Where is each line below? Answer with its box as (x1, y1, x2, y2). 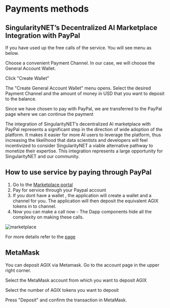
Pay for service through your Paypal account (12, 187, 107, 193)
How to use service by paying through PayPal (5, 168, 152, 177)
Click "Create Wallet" (5, 75, 50, 81)
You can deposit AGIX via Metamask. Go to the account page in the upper (5, 262, 160, 268)
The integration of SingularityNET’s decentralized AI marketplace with (5, 121, 151, 127)
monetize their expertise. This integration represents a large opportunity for (5, 148, 163, 154)
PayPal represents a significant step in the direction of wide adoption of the (5, 127, 163, 132)
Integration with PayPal (5, 31, 80, 40)
